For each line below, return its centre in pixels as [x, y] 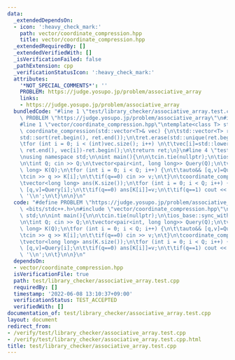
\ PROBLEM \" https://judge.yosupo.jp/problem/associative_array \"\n [122, 118]
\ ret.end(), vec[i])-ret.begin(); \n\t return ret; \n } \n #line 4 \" [119, 151]
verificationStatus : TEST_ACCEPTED [65, 300]
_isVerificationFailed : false [57, 60]
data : [15, 14]
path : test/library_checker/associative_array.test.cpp [97, 281]
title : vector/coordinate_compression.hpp [83, 40]
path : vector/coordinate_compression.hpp [81, 33]
